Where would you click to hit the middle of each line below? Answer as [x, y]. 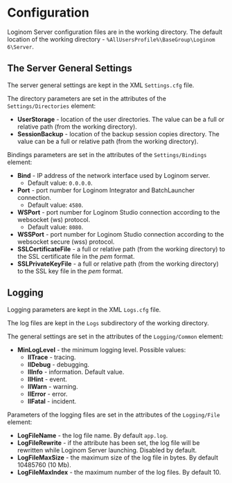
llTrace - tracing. [52, 357]
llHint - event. [47, 379]
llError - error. [47, 394]
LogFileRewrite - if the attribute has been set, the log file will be [108, 443]
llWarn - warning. [53, 386]
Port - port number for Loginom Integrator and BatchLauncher [106, 190]
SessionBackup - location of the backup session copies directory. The [118, 134]
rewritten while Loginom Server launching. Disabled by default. [107, 450]
